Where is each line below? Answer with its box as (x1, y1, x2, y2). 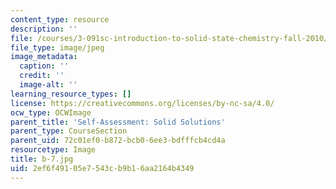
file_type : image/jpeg (10, 42, 105, 53)
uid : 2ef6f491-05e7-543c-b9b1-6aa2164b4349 (10, 163, 195, 173)
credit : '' (19, 71, 65, 81)
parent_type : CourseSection (10, 126, 128, 136)
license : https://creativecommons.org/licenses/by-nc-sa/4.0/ (10, 98, 275, 108)
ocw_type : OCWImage (10, 107, 92, 118)
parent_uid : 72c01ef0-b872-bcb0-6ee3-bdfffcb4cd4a (10, 136, 226, 146)
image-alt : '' (19, 80, 78, 90)
